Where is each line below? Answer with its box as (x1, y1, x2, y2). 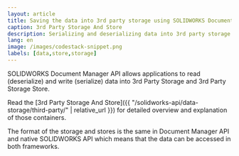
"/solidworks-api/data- (131, 98, 199, 106)
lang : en (7, 37, 33, 44)
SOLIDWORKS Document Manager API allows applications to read (7, 69, 201, 78)
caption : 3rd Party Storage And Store (7, 23, 122, 30)
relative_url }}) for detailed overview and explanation (73, 106, 228, 114)
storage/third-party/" (7, 106, 69, 114)
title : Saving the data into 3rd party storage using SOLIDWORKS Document (7, 17, 234, 24)
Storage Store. (7, 84, 50, 93)
